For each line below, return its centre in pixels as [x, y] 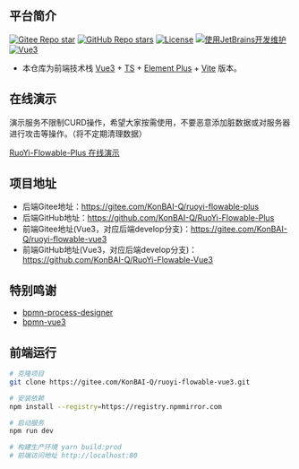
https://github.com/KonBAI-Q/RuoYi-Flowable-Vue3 [117, 260]
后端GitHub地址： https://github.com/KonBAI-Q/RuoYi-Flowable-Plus [148, 218]
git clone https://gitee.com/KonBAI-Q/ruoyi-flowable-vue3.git [130, 382]
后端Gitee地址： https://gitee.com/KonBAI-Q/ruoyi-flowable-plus [141, 207]
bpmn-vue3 [44, 322]
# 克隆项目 [27, 374]
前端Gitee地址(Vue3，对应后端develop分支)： [106, 229]
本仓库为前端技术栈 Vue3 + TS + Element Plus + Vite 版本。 [132, 68]
